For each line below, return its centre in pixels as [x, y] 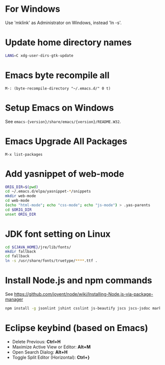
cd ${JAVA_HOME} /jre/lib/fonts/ [38, 247]
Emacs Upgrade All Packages [66, 141]
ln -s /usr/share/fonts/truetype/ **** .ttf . [51, 261]
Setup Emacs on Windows [59, 108]
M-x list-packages [24, 154]
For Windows [33, 9]
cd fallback [17, 256]
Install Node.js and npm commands [79, 281]
